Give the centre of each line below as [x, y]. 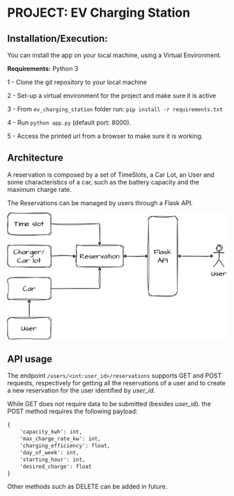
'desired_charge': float [56, 467]
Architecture [36, 158]
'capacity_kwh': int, [51, 432]
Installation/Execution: [57, 39]
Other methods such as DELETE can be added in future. [87, 487]
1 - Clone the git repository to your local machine [77, 82]
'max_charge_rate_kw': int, [60, 439]
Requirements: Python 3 [43, 69]
